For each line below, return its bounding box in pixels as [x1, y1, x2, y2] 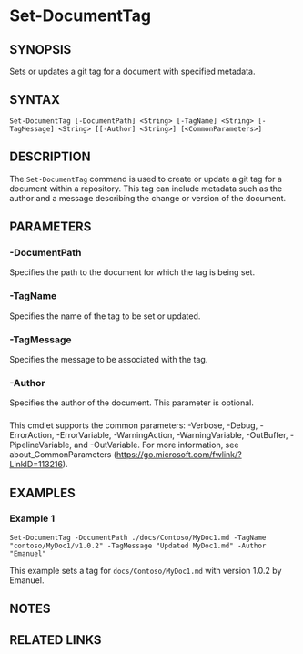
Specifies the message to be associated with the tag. [9, 353, 208, 364]
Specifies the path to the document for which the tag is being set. [9, 267, 256, 278]
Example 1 [9, 512, 56, 525]
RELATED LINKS [9, 632, 102, 648]
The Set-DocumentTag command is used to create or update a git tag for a [9, 173, 282, 184]
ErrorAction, [9, 430, 55, 441]
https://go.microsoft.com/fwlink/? [116, 449, 243, 460]
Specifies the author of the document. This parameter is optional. [9, 397, 255, 408]
